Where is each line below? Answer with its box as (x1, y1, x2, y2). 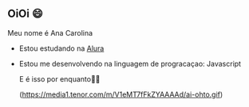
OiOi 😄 (7, 7, 43, 21)
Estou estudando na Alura (18, 44, 105, 53)
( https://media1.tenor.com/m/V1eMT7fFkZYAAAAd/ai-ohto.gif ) (18, 90, 223, 99)
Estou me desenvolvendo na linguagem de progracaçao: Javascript (18, 59, 241, 68)
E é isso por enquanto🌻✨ (18, 74, 101, 83)
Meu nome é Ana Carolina (7, 28, 93, 37)
